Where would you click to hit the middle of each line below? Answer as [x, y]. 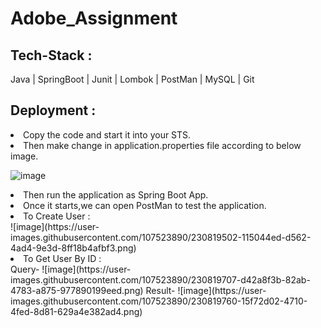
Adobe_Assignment [94, 18]
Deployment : [53, 110]
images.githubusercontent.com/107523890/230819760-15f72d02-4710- [159, 301]
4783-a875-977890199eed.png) [77, 290]
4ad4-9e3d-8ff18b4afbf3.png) [73, 248]
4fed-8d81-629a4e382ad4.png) [76, 311]
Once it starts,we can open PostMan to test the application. [145, 205]
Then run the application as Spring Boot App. [116, 194]
